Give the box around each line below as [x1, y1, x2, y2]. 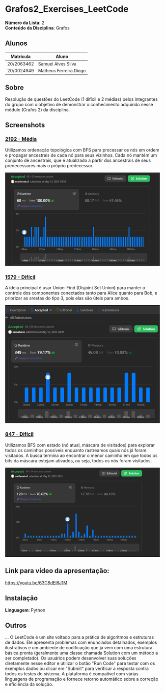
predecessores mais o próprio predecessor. [5, 162, 94, 168]
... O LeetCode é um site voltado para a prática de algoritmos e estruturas [5, 634, 154, 640]
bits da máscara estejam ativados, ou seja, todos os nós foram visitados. [5, 457, 152, 463]
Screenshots [5, 121, 45, 129]
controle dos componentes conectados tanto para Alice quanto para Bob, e [5, 290, 158, 296]
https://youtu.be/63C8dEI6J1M [5, 579, 68, 586]
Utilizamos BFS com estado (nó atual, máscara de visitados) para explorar [5, 442, 155, 448]
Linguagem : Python [5, 607, 46, 613]
